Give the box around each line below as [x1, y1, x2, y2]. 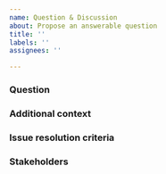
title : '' [9, 29, 46, 38]
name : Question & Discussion [9, 12, 118, 22]
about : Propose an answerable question [9, 21, 158, 30]
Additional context [9, 107, 92, 120]
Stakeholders [9, 155, 69, 168]
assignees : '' [9, 46, 62, 55]
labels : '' [9, 37, 50, 47]
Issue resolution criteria [9, 131, 115, 144]
